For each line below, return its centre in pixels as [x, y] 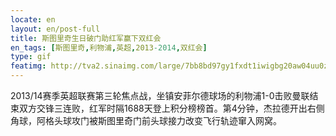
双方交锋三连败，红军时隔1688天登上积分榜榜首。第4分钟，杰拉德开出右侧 [171, 108]
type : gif [31, 57]
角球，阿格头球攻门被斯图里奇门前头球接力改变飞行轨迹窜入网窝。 [146, 120]
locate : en [33, 19]
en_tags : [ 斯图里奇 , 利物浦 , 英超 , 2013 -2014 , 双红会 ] [109, 47]
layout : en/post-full [55, 29]
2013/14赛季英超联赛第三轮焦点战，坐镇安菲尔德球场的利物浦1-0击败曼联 [160, 95]
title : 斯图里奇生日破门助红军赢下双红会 [86, 38]
